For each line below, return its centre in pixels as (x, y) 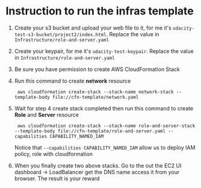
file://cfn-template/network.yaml (96, 97)
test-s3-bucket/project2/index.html (60, 34)
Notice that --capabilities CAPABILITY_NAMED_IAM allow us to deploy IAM (105, 147)
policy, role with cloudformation (54, 154)
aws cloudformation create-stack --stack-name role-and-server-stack (106, 126)
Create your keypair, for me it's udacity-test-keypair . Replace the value (104, 51)
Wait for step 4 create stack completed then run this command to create (104, 108)
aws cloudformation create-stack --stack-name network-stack (95, 92)
